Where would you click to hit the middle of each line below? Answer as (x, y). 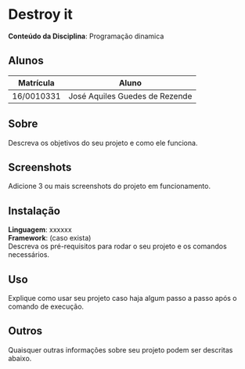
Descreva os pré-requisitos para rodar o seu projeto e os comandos (117, 246)
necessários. (29, 255)
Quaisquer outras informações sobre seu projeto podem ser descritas (121, 349)
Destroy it (40, 14)
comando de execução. (46, 306)
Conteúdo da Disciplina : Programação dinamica (86, 36)
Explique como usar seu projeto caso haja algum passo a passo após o (122, 298)
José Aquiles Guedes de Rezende (130, 96)
